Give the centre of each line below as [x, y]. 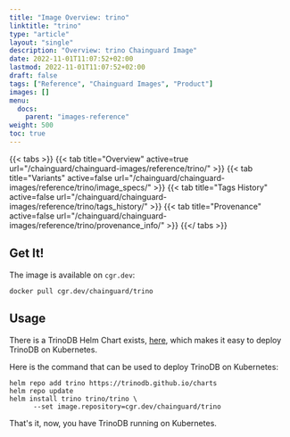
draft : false [33, 76]
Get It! [27, 254]
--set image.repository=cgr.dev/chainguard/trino [127, 407]
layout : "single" [41, 42]
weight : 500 [31, 126]
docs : [28, 109]
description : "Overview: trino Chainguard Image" [104, 51]
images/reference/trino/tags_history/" [79, 206]
